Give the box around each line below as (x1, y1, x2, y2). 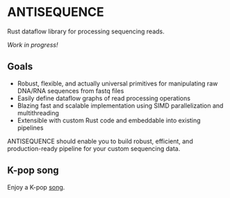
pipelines (17, 123, 44, 132)
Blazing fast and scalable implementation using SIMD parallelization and (17, 101, 224, 110)
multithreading (17, 108, 59, 117)
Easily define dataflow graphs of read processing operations (17, 94, 191, 102)
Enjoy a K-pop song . (7, 183, 65, 191)
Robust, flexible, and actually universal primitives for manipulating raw (17, 79, 218, 88)
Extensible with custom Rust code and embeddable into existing (17, 116, 201, 124)
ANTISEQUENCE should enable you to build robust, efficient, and (7, 137, 193, 145)
